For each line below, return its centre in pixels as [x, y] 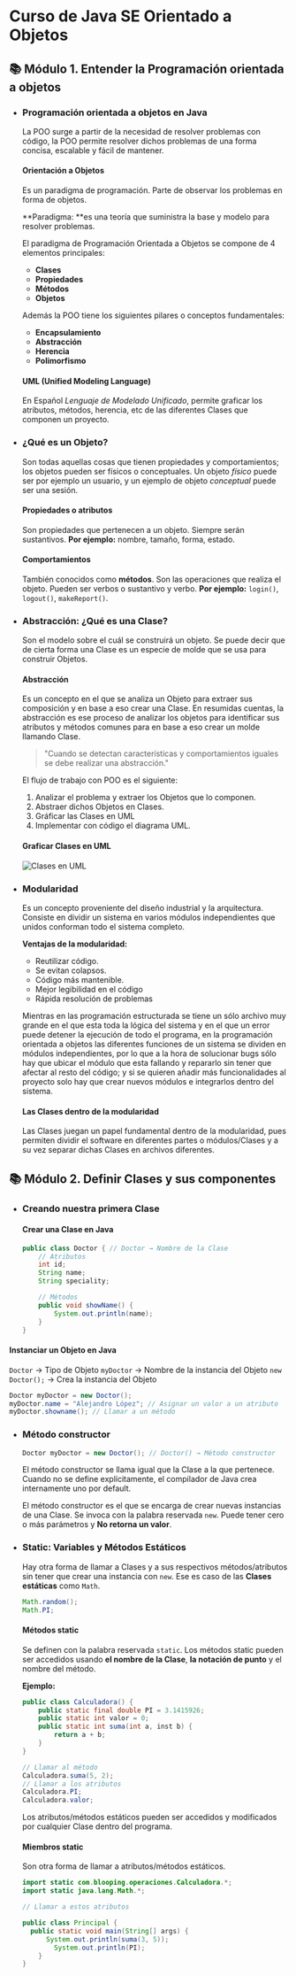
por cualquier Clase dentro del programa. [97, 1826]
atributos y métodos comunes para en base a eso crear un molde [141, 727]
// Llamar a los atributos [72, 1784]
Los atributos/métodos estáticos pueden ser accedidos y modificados [149, 1818]
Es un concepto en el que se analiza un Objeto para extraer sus [137, 699]
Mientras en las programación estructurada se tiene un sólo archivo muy [154, 1015]
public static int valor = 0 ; [94, 1718]
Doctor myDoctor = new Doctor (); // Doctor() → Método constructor [149, 1453]
